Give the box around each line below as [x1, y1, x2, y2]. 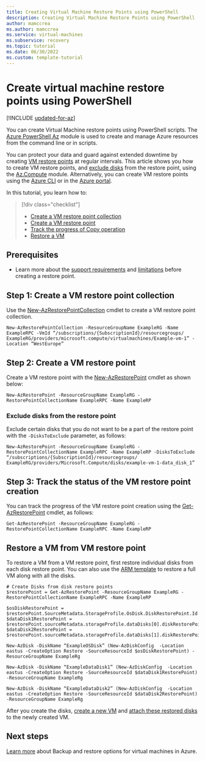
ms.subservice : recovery [6, 37, 70, 43]
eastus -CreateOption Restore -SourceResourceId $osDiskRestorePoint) [6, 648, 190, 654]
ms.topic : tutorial [6, 43, 56, 50]
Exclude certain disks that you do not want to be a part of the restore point [6, 425, 193, 433]
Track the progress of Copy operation [30, 225, 126, 233]
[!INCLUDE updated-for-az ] [6, 114, 76, 121]
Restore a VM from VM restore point [6, 542, 146, 553]
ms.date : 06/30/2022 [6, 49, 59, 55]
